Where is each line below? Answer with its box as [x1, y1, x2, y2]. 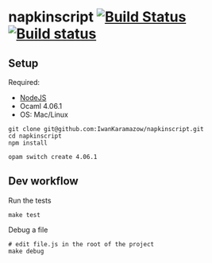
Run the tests [8, 195, 52, 205]
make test [8, 211, 41, 219]
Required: [8, 78, 40, 87]
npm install [8, 139, 48, 147]
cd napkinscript [8, 132, 62, 140]
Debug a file [8, 225, 48, 234]
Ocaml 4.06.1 [19, 102, 62, 110]
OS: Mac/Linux [19, 110, 69, 119]
